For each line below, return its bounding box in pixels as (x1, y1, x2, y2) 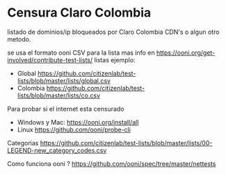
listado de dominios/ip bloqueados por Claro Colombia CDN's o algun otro (7, 28, 220, 36)
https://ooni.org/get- (156, 48, 216, 57)
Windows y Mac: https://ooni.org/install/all (17, 118, 139, 126)
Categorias (7, 138, 39, 147)
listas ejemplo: (93, 55, 136, 64)
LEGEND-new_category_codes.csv (7, 146, 107, 154)
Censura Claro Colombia (7, 5, 152, 21)
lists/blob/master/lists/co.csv (17, 91, 101, 100)
